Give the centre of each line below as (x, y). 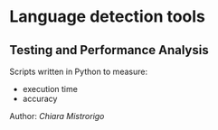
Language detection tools (108, 17)
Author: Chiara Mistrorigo (57, 116)
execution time (50, 89)
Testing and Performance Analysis (109, 50)
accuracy (40, 98)
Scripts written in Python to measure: (78, 71)
